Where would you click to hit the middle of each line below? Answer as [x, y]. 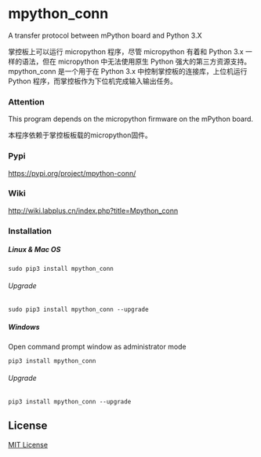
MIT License [28, 444]
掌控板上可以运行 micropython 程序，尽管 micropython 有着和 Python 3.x [126, 51]
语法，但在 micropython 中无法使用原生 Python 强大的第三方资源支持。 [136, 61]
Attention [26, 101]
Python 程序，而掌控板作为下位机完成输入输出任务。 [93, 81]
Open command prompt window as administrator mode [97, 346]
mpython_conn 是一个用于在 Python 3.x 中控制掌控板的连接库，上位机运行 [128, 71]
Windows [24, 327]
